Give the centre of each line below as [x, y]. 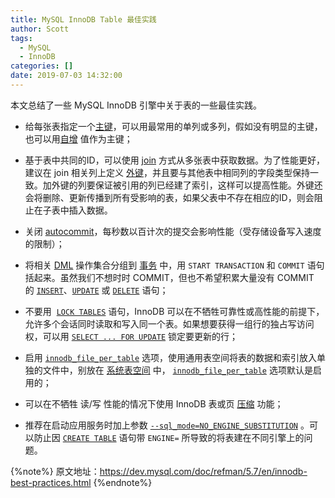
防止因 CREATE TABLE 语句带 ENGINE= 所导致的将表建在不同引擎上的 [169, 437]
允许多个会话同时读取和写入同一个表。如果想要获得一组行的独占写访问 [169, 323]
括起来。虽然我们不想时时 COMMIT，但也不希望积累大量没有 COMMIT [169, 277]
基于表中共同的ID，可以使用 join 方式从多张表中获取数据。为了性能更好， [174, 160]
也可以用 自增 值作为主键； [78, 138]
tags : [21, 38]
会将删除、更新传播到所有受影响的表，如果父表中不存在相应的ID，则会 [169, 197]
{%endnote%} [123, 482]
